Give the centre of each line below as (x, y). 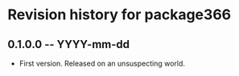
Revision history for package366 (119, 15)
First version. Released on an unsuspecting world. (102, 63)
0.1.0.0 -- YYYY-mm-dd (69, 44)
